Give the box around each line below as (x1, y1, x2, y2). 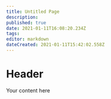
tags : (6, 31, 20, 37)
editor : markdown (6, 36, 49, 42)
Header (6, 68, 43, 81)
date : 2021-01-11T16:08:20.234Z (6, 25, 86, 31)
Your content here (6, 87, 50, 94)
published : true (6, 20, 46, 25)
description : (6, 14, 39, 20)
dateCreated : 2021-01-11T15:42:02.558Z (6, 42, 105, 48)
